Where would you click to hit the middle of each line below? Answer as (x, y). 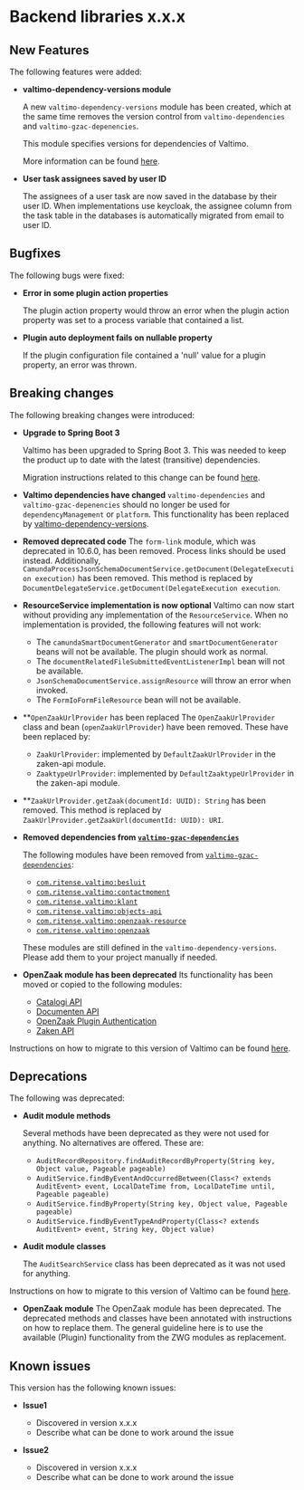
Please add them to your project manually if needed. (120, 957)
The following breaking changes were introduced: (102, 415)
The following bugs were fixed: (67, 275)
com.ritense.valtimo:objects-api (99, 912)
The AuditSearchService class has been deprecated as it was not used (154, 1264)
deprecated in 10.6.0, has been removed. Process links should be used (154, 550)
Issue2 (36, 1450)
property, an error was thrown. (80, 365)
